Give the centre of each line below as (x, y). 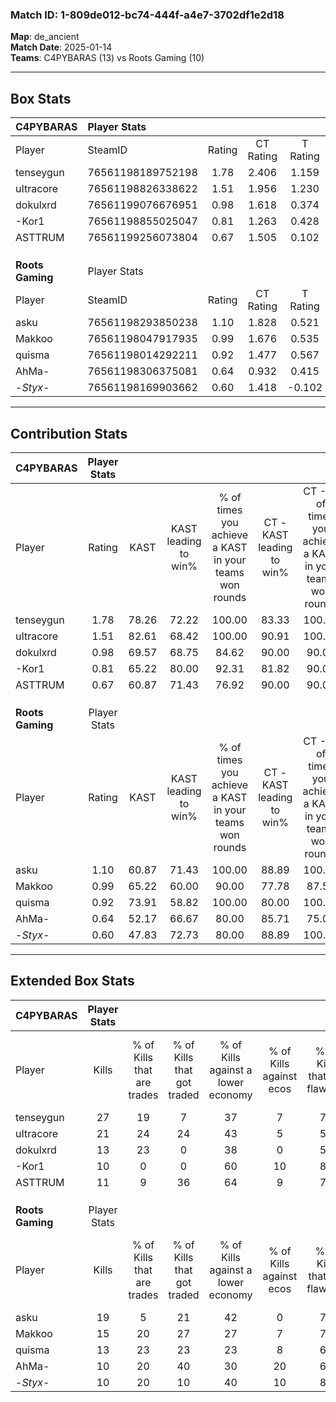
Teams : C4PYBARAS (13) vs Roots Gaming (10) (107, 58)
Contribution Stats (69, 433)
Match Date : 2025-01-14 (61, 47)
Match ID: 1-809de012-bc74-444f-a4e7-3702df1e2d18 (147, 15)
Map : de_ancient (45, 37)
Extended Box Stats (72, 981)
